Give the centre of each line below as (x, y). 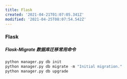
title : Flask (19, 10)
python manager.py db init (33, 62)
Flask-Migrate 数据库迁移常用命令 (41, 49)
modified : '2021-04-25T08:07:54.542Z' (46, 19)
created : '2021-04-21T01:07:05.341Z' (45, 15)
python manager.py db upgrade (37, 71)
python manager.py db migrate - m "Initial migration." (64, 67)
